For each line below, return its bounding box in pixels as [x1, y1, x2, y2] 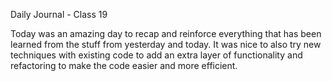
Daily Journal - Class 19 [10, 9, 108, 20]
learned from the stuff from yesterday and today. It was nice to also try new [10, 39, 322, 50]
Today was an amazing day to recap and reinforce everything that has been [10, 28, 322, 39]
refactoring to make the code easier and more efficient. [10, 60, 238, 71]
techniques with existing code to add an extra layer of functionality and [10, 49, 303, 61]
